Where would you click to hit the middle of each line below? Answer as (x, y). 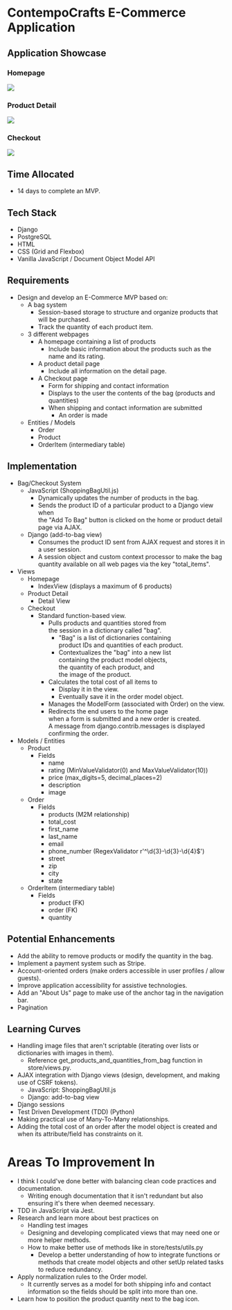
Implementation (42, 467)
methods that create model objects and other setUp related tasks (131, 1262)
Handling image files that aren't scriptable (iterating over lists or (108, 1046)
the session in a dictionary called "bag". (105, 630)
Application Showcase (57, 53)
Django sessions (41, 1105)
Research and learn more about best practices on (88, 1218)
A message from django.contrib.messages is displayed (127, 726)
